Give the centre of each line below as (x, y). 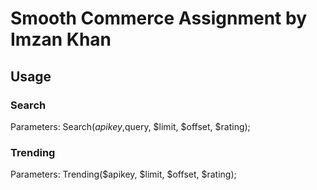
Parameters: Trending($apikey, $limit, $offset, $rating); (123, 174)
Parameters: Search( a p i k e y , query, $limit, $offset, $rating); (130, 126)
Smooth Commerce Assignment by (159, 18)
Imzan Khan (61, 39)
